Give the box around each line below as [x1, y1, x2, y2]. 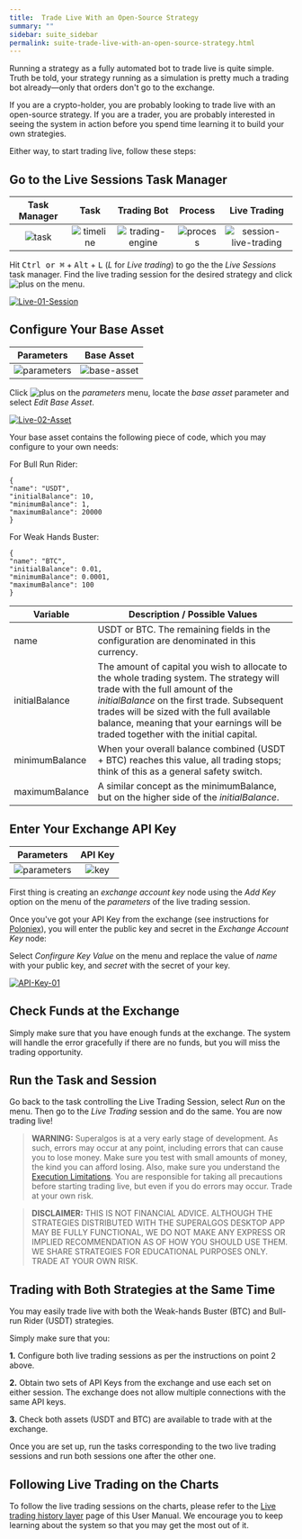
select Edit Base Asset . [9, 396, 94, 407]
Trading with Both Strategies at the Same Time [9, 1281, 276, 1298]
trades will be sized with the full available [97, 705, 271, 717]
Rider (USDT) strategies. [23, 1316, 114, 1326]
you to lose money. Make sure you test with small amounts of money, [31, 1152, 288, 1163]
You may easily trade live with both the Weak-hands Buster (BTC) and [9, 1306, 267, 1316]
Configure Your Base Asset [9, 322, 164, 338]
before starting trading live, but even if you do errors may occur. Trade [31, 1181, 293, 1192]
